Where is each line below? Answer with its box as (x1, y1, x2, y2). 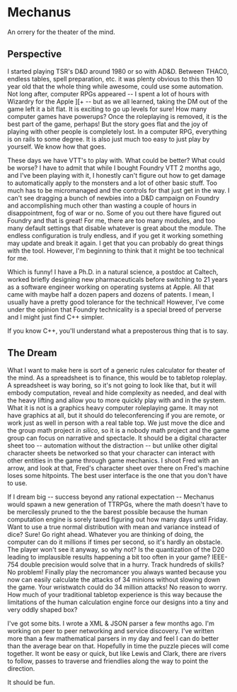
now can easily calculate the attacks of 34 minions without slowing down (7, 575, 221, 584)
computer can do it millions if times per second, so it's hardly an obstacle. (7, 538, 223, 546)
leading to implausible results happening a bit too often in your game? (7, 552, 211, 561)
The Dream (7, 347, 57, 359)
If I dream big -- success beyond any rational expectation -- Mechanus (7, 492, 214, 501)
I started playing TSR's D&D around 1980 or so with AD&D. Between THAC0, (7, 67, 229, 75)
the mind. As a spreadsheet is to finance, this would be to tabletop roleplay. (7, 373, 227, 382)
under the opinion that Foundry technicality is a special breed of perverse (7, 305, 221, 314)
